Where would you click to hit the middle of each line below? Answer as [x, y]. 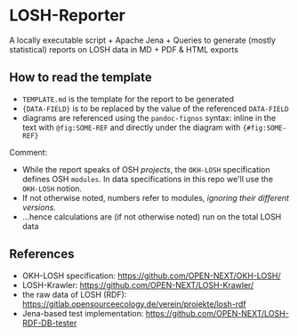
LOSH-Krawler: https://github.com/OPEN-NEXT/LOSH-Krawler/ [138, 284]
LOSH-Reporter [68, 16]
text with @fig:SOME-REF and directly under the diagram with [131, 127]
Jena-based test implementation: [83, 313]
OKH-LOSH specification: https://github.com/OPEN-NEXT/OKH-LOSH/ [151, 276]
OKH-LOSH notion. [52, 188]
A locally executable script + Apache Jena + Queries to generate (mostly [142, 40]
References [42, 254]
